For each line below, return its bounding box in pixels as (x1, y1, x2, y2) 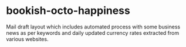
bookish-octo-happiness (6, 4, 130, 17)
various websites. (6, 35, 49, 42)
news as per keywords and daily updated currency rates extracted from (6, 29, 180, 36)
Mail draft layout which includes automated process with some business (6, 23, 181, 30)
